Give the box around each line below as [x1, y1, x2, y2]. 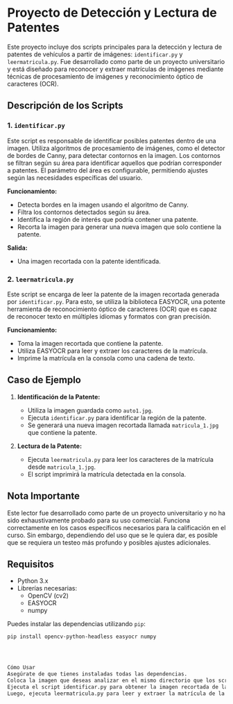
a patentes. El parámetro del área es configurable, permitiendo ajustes [7, 166, 209, 175]
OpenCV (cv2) [27, 591, 69, 600]
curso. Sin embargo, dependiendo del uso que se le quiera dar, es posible [7, 531, 218, 539]
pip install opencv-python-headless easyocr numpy [7, 633, 157, 641]
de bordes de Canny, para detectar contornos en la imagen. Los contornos [7, 151, 221, 159]
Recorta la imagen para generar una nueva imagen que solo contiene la [17, 223, 222, 231]
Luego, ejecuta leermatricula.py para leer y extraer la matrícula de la [7, 690, 225, 697]
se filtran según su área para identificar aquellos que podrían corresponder [7, 159, 223, 167]
